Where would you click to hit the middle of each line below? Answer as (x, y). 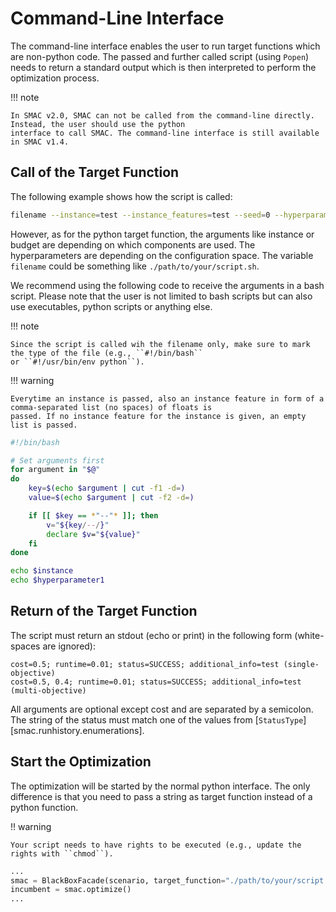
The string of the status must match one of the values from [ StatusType (157, 719)
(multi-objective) (48, 690)
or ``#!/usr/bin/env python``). (77, 362)
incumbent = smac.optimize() (71, 890)
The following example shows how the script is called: (121, 196)
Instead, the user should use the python (98, 124)
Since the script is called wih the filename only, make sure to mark (160, 344)
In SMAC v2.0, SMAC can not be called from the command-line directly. (162, 115)
